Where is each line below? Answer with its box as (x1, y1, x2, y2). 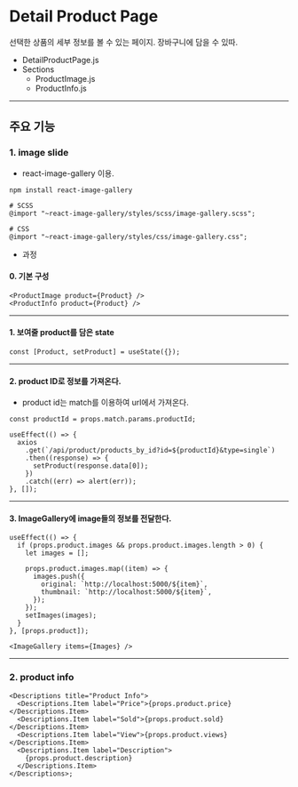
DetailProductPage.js (21, 54, 99, 65)
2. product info (9, 671, 74, 684)
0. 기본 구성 (9, 271, 50, 282)
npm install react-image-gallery (9, 185, 133, 195)
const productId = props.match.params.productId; (9, 415, 197, 424)
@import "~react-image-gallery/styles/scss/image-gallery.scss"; (9, 209, 255, 218)
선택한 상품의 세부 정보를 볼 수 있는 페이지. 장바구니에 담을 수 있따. (9, 36, 239, 47)
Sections (21, 64, 55, 75)
